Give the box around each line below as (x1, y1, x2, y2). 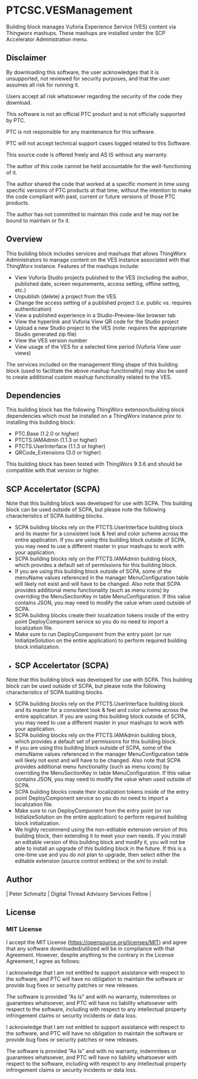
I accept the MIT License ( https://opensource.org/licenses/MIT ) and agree (6, 939, 187, 946)
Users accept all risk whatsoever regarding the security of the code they (6, 92, 183, 99)
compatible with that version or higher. (6, 467, 100, 474)
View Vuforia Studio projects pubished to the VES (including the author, (14, 273, 189, 281)
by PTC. (6, 117, 25, 124)
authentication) (14, 305, 52, 313)
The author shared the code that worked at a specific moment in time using (6, 180, 190, 187)
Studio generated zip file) (14, 330, 77, 337)
